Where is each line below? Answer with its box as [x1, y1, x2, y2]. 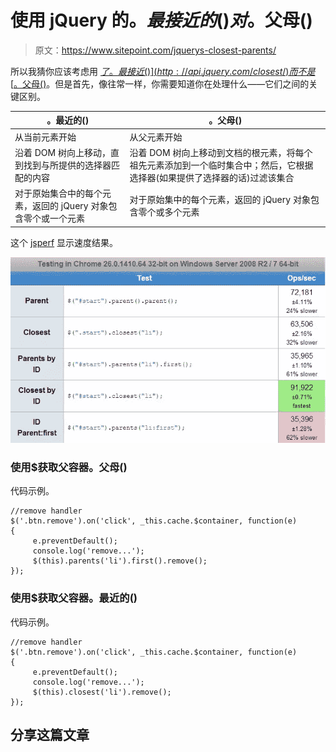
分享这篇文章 [10, 726, 90, 743]
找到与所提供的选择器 [23, 159, 112, 171]
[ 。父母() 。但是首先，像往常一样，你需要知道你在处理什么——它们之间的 [10, 77, 310, 90]
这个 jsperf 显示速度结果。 [10, 236, 119, 248]
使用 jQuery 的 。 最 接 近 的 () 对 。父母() [10, 9, 313, 32]
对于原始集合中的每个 [14, 187, 103, 200]
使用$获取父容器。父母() [10, 460, 128, 474]
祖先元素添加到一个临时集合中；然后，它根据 [129, 159, 314, 171]
